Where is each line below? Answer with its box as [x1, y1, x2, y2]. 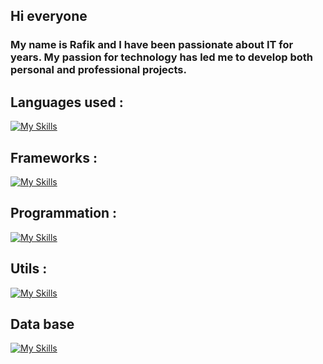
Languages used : [10, 94, 124, 111]
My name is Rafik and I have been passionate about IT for [10, 38, 294, 52]
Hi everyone [10, 8, 88, 25]
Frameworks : [10, 149, 98, 166]
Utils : [10, 260, 48, 278]
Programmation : [10, 205, 118, 222]
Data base [10, 315, 75, 333]
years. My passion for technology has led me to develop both [10, 50, 314, 64]
